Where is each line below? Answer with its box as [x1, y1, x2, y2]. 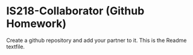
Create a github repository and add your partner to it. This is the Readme [6, 36, 187, 44]
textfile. [6, 43, 25, 50]
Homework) [6, 17, 67, 30]
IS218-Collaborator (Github [6, 4, 145, 18]
